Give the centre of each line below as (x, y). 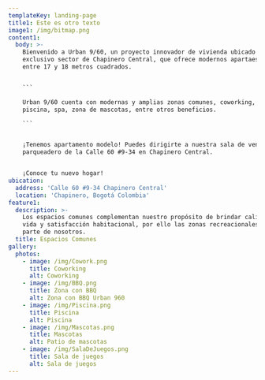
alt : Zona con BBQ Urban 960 (77, 298)
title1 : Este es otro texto (54, 23)
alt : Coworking (54, 276)
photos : (28, 254)
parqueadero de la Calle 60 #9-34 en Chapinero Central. (118, 152)
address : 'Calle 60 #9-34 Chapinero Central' (91, 188)
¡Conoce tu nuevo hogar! (63, 173)
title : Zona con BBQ (63, 291)
